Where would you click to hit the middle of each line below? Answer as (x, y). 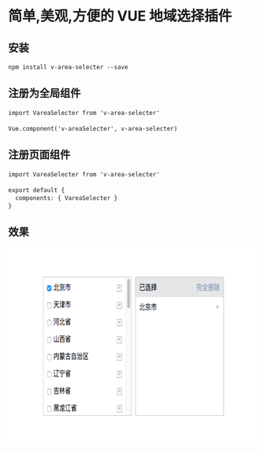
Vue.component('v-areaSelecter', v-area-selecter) (93, 128)
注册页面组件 (39, 155)
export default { (37, 190)
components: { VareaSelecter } (67, 198)
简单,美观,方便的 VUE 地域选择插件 (120, 16)
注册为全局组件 (44, 93)
